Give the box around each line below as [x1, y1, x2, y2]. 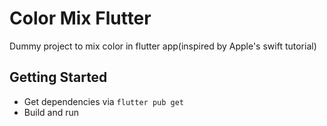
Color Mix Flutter [9, 7, 152, 30]
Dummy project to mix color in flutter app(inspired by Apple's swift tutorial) [9, 40, 317, 52]
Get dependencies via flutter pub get [23, 95, 184, 107]
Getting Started [9, 69, 108, 86]
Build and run [23, 106, 79, 118]
